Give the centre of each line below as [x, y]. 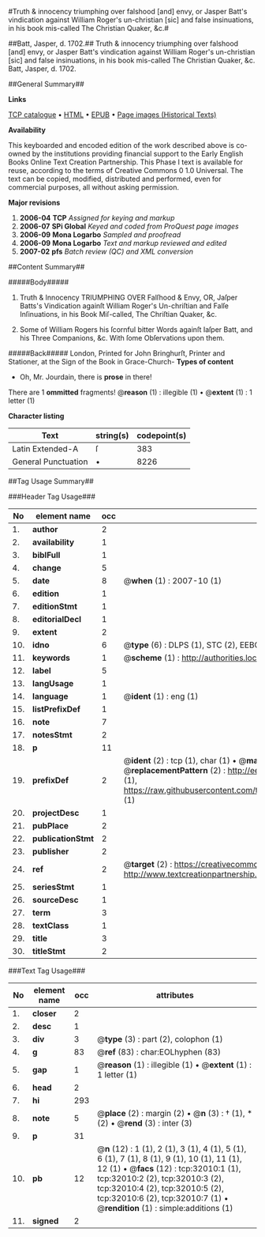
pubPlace [51, 826]
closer [45, 1013]
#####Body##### [39, 282]
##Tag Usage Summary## [51, 481]
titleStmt [49, 951]
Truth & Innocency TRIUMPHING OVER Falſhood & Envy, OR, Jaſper [129, 297]
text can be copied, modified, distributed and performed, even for [115, 179]
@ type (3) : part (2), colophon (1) [160, 1039]
